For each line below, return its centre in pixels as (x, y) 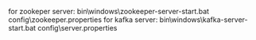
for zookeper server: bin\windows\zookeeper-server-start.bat (109, 11)
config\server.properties (78, 28)
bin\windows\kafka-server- (204, 20)
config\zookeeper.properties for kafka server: (83, 20)
